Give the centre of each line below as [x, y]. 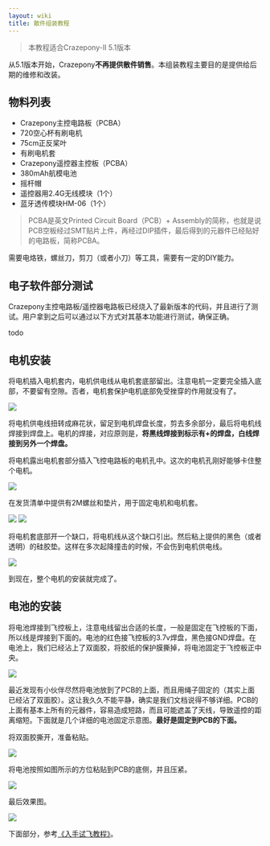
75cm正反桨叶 [43, 143]
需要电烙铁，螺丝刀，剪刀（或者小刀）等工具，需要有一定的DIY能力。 [123, 258]
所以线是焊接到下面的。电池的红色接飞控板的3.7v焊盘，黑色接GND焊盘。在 [133, 638]
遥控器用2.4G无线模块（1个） [68, 193]
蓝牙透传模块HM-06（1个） [65, 204]
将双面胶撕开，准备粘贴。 [51, 737]
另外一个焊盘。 [47, 443]
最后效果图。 [29, 801]
